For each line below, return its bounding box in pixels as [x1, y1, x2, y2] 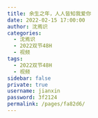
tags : [7, 56, 23, 62]
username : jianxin [7, 87, 60, 94]
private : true [7, 81, 49, 88]
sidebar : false [7, 74, 51, 82]
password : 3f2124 [7, 94, 58, 101]
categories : [7, 29, 42, 37]
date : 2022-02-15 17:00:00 [7, 17, 85, 24]
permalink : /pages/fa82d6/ [7, 101, 85, 108]
